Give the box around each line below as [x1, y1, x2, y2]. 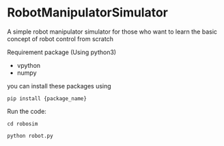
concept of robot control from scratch [7, 34, 114, 42]
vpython [16, 61, 41, 69]
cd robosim [7, 120, 38, 127]
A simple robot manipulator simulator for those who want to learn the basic [7, 27, 217, 36]
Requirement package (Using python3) [7, 48, 117, 56]
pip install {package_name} [7, 95, 87, 102]
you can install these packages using [7, 82, 111, 90]
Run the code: [7, 107, 46, 115]
